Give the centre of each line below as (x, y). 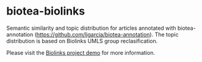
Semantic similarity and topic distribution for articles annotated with (91, 28)
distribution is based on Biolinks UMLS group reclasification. (82, 41)
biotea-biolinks (46, 11)
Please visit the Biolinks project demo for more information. (81, 52)
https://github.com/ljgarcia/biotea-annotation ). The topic (107, 34)
